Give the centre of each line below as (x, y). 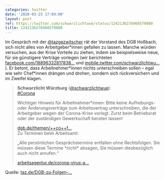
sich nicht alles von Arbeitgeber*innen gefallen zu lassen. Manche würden (81, 47)
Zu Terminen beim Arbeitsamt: (48, 133)
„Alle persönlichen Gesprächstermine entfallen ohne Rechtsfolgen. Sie (88, 143)
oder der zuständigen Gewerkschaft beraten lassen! (70, 119)
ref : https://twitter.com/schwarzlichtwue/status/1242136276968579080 (79, 23)
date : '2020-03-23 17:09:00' (35, 14)
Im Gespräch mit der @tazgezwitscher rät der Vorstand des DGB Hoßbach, (81, 42)
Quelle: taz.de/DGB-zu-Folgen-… (39, 172)
